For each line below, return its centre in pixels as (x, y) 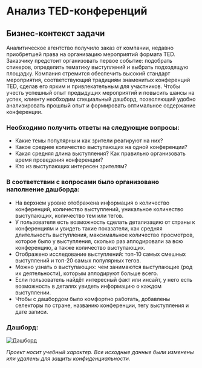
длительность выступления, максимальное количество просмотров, (105, 235)
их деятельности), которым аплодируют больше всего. (86, 273)
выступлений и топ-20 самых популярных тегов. (78, 260)
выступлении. (33, 292)
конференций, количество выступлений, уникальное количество (99, 209)
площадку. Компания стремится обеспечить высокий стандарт (88, 73)
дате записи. (31, 311)
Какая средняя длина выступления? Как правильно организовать (100, 154)
